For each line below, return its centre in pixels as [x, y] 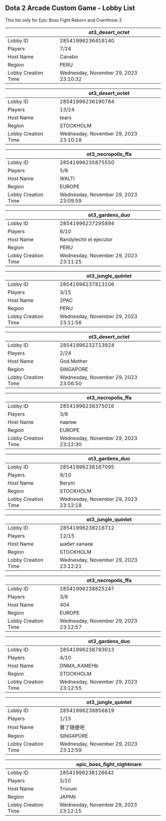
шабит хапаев [76, 544]
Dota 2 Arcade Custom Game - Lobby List [70, 8]
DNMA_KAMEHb [79, 666]
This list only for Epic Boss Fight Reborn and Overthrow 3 [63, 20]
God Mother [74, 361]
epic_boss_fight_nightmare [109, 764]
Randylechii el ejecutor [86, 239]
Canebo [69, 56]
